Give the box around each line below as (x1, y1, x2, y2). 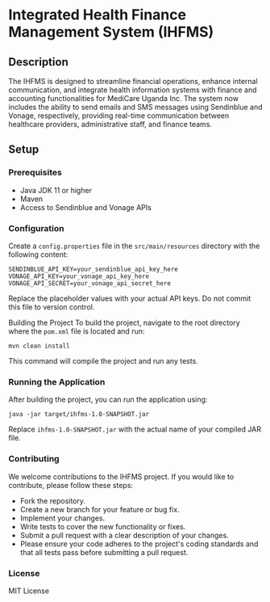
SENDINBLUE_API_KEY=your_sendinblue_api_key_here (8, 265, 179, 273)
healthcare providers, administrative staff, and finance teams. (8, 120, 212, 128)
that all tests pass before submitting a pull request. (19, 547, 189, 557)
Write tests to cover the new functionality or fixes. (19, 521, 186, 531)
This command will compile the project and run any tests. (8, 356, 199, 365)
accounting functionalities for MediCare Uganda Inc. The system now (8, 94, 239, 103)
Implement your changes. (19, 513, 106, 523)
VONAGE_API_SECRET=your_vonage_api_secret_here (8, 279, 172, 288)
